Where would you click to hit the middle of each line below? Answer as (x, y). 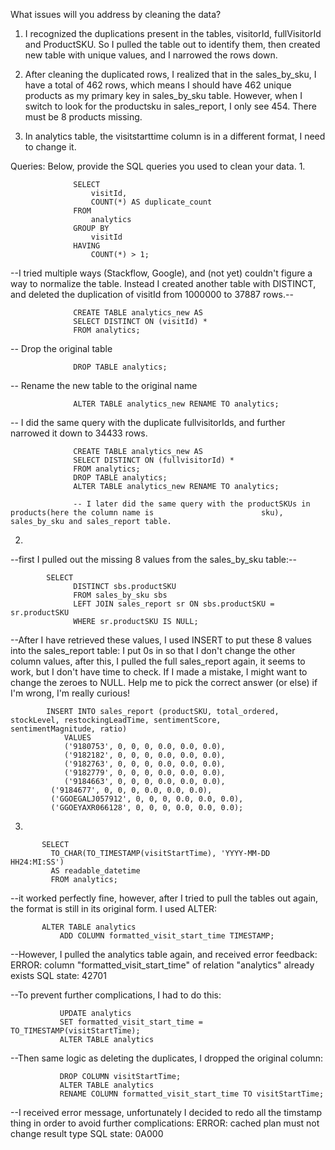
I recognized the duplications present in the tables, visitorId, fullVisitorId (173, 33)
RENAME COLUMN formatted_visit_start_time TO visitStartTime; (192, 1094)
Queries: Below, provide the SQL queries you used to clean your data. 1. (158, 166)
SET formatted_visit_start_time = (131, 1022)
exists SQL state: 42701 (58, 975)
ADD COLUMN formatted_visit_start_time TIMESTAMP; (167, 936)
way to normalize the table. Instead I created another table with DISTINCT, (163, 283)
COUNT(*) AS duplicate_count (151, 202)
